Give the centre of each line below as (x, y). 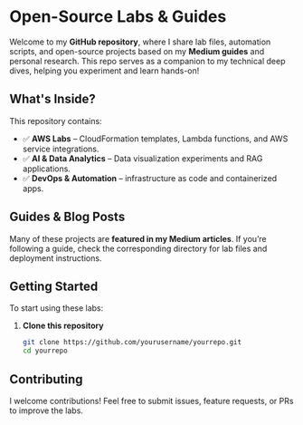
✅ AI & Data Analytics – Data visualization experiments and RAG (142, 158)
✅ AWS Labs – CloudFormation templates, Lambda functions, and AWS (155, 139)
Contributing (46, 379)
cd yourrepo (45, 351)
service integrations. (61, 149)
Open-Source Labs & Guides (118, 17)
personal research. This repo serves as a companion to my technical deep (148, 61)
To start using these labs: (57, 308)
